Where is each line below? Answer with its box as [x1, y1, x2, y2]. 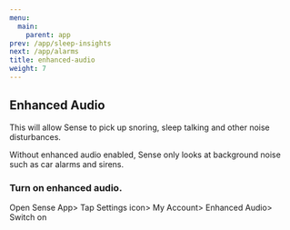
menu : [9, 13, 30, 23]
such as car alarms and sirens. [9, 158, 125, 169]
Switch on [9, 211, 47, 223]
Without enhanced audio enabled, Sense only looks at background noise [9, 149, 282, 160]
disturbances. [9, 131, 62, 142]
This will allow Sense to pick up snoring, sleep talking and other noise [9, 122, 270, 133]
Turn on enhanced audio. [9, 181, 123, 194]
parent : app [25, 30, 71, 39]
